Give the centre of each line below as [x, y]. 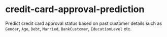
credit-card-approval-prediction [75, 9]
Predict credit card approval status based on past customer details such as [84, 23]
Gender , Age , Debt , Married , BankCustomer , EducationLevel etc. [69, 28]
